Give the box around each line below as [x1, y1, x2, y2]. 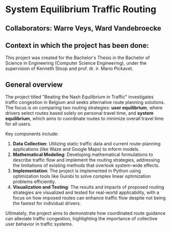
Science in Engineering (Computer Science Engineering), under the [5, 60, 147, 66]
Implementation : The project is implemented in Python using [12, 168, 141, 174]
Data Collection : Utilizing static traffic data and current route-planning [12, 141, 161, 147]
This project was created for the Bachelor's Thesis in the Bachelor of [5, 55, 150, 61]
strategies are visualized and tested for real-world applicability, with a [12, 190, 159, 196]
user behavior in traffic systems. [5, 221, 73, 227]
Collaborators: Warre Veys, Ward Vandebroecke [5, 24, 162, 33]
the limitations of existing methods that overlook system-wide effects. [12, 162, 160, 169]
